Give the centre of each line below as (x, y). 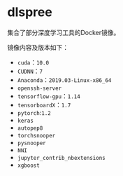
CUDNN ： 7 (30, 71)
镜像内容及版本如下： (38, 47)
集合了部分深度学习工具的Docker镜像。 (64, 32)
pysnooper (32, 143)
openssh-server (39, 88)
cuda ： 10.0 (33, 62)
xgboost (28, 165)
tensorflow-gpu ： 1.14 (49, 96)
